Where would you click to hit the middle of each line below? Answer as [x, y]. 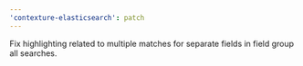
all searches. [33, 53]
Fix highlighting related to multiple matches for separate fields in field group [152, 43]
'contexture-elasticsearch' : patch [77, 18]
